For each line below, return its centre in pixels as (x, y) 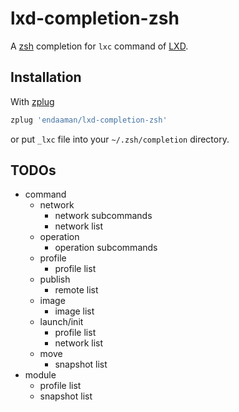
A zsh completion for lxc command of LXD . (99, 46)
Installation (46, 77)
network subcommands (103, 216)
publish (55, 279)
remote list (76, 290)
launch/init (61, 322)
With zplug (32, 101)
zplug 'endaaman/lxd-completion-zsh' (89, 120)
